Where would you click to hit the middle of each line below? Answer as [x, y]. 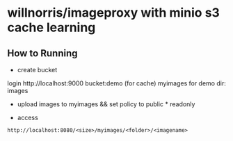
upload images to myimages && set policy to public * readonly [106, 104]
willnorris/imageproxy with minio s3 [114, 13]
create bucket [37, 70]
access [27, 117]
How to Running [42, 53]
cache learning [51, 27]
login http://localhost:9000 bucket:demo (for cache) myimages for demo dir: [116, 83]
